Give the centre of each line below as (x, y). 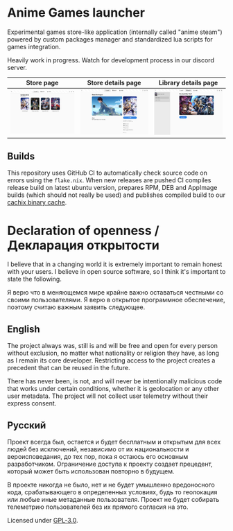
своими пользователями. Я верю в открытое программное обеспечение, (116, 300)
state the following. (35, 279)
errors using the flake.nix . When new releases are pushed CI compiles (109, 180)
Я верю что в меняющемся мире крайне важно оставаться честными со (115, 293)
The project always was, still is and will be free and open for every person (113, 346)
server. (17, 67)
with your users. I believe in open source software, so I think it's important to (116, 272)
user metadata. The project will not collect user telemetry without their (108, 396)
